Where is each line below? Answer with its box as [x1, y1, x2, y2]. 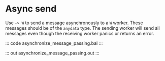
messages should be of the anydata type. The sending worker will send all [5, 25, 160, 31]
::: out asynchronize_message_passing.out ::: [5, 50, 100, 56]
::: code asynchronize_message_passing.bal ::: [5, 40, 103, 46]
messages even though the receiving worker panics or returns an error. [5, 30, 154, 36]
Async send [5, 3, 57, 15]
